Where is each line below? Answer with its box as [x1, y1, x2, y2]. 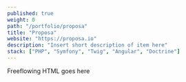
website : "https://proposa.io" [7, 36, 97, 42]
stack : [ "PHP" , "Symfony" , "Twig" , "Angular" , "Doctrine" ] [7, 49, 180, 55]
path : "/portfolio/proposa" [7, 23, 88, 29]
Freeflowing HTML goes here [7, 66, 90, 75]
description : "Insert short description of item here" [7, 42, 168, 49]
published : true [7, 10, 54, 17]
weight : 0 [7, 16, 36, 23]
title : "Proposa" [7, 29, 57, 36]
